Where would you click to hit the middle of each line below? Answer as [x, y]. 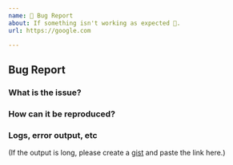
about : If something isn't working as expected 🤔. [94, 23]
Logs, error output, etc [53, 135]
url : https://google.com [50, 30]
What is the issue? [45, 92]
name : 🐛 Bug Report [41, 16]
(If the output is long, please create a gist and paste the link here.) [117, 152]
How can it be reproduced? [62, 114]
